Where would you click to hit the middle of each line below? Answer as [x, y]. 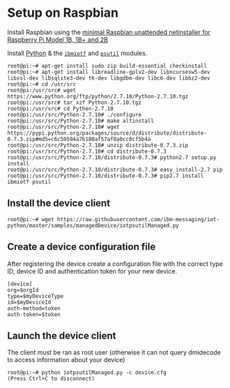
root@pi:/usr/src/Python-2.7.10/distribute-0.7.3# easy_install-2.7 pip [115, 170]
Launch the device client [62, 335]
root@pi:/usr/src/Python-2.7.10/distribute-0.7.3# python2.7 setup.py [112, 157]
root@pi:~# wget [31, 219]
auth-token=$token [34, 314]
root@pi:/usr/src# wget [42, 90]
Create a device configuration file [82, 247]
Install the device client [59, 203]
